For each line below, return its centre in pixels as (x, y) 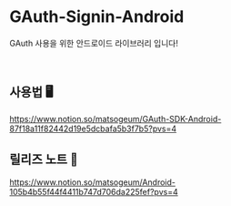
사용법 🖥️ (31, 93)
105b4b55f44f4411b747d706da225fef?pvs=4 (94, 191)
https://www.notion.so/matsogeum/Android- (92, 182)
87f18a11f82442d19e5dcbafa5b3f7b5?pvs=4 (93, 129)
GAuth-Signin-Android (97, 17)
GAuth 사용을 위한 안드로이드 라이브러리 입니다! (94, 43)
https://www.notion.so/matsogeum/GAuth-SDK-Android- (115, 118)
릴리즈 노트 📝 (44, 160)
